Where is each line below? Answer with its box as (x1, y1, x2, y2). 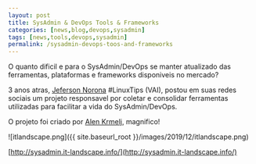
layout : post (8, 11, 51, 20)
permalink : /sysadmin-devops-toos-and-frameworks (8, 41, 174, 48)
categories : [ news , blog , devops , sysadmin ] (8, 26, 146, 34)
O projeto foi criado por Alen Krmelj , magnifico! (8, 117, 160, 127)
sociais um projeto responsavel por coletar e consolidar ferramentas (8, 94, 229, 103)
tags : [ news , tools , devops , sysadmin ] (8, 33, 128, 41)
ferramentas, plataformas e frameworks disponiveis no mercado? (8, 70, 219, 80)
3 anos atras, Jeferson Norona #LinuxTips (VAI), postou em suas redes (8, 85, 237, 94)
